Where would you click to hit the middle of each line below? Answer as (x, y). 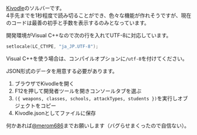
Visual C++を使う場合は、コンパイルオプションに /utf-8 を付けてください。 (97, 58)
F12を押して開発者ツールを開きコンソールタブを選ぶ (78, 91)
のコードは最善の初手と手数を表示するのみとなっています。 (78, 23)
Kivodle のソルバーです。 (35, 8)
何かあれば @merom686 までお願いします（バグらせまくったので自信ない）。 (98, 126)
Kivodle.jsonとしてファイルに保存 (55, 113)
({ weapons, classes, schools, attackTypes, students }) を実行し (96, 98)
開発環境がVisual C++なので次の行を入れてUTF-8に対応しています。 (89, 35)
